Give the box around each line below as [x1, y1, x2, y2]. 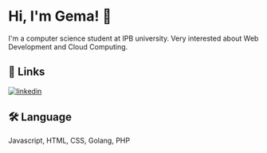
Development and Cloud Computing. [8, 41, 128, 51]
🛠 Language [8, 111, 73, 124]
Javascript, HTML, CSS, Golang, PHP [8, 135, 130, 145]
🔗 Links [8, 65, 45, 79]
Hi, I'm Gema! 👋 [8, 7, 112, 25]
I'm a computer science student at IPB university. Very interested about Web [8, 33, 259, 43]
